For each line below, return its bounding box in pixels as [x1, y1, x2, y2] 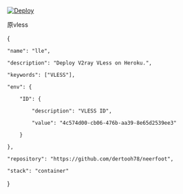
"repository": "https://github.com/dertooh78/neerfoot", [7, 156, 174, 162]
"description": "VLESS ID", [32, 108, 112, 114]
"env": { [7, 84, 32, 90]
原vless [7, 21, 29, 29]
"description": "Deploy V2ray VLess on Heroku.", [7, 60, 153, 66]
